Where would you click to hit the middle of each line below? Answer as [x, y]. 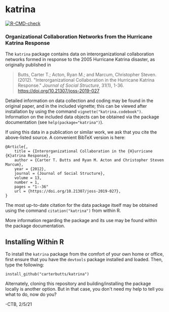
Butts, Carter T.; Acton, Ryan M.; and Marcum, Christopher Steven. [87, 75]
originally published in [28, 65]
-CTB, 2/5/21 [18, 304]
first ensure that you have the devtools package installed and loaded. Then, [84, 260]
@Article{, [17, 147]
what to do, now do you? [31, 294]
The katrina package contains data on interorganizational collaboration [80, 54]
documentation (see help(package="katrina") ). [54, 122]
